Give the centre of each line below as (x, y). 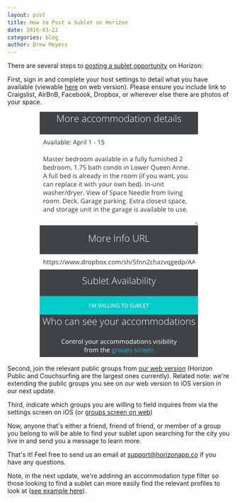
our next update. (31, 391)
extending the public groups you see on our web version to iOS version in (114, 384)
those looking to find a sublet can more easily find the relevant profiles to (114, 484)
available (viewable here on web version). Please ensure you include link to (117, 87)
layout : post (27, 15)
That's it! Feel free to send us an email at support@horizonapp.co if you (112, 455)
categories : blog (33, 37)
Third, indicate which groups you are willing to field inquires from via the (112, 405)
